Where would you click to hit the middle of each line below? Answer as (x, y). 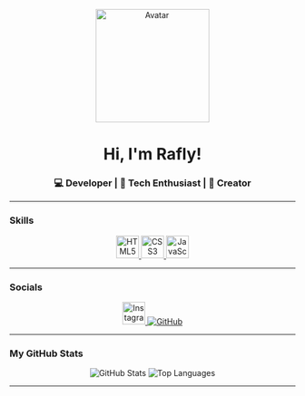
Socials (26, 287)
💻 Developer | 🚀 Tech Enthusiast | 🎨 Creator (152, 183)
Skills (22, 220)
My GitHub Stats (46, 353)
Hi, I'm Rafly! (152, 155)
